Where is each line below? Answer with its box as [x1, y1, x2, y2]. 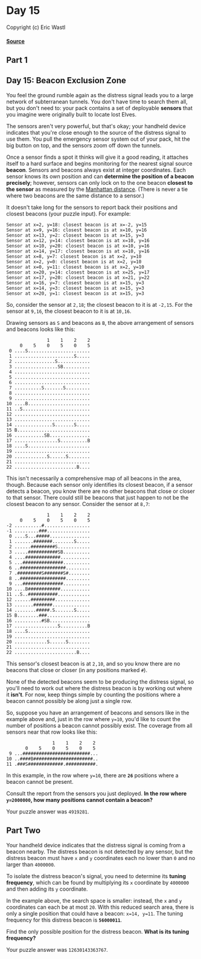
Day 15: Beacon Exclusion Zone [6, 75, 127, 86]
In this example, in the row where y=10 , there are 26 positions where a [6, 771, 179, 779]
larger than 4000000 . [6, 861, 56, 868]
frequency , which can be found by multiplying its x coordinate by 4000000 [6, 879, 189, 886]
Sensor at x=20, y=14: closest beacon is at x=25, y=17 [6, 269, 150, 275]
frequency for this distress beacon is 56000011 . [6, 916, 123, 923]
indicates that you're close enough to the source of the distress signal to [6, 129, 187, 136]
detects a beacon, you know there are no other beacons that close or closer [6, 487, 195, 495]
